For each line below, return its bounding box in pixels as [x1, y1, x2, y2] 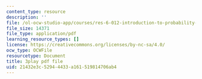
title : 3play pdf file [6, 58, 63, 64]
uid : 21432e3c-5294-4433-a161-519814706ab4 [6, 64, 117, 70]
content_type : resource [6, 8, 66, 15]
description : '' [6, 14, 47, 20]
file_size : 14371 [6, 25, 50, 31]
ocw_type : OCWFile [6, 48, 52, 53]
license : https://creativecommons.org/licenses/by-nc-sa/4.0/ [6, 42, 165, 48]
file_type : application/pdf [6, 31, 77, 37]
